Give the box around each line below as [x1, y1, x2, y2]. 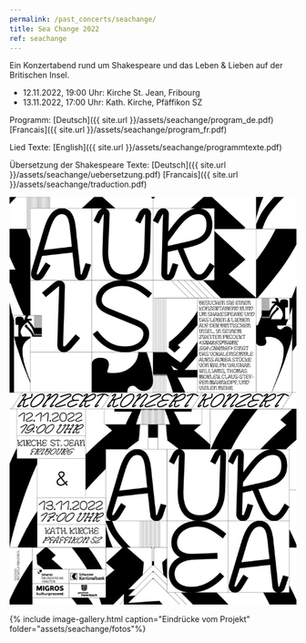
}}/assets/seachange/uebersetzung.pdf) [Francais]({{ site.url [9, 169, 239, 180]
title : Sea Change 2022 [9, 24, 100, 34]
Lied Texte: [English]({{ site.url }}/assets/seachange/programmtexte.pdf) [9, 142, 282, 153]
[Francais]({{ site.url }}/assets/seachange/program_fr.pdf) [9, 124, 228, 136]
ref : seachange [9, 34, 67, 43]
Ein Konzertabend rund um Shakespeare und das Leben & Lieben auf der [9, 60, 283, 71]
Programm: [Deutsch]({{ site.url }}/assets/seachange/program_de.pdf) [9, 115, 274, 126]
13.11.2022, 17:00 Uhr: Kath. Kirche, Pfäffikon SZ [22, 97, 203, 108]
